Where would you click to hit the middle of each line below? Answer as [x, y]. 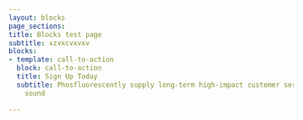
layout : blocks [37, 18]
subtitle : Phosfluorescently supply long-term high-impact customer [148, 85]
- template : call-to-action [62, 60]
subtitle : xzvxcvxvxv [49, 43]
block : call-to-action [59, 69]
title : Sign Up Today [57, 77]
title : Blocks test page [55, 34]
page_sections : [37, 26]
